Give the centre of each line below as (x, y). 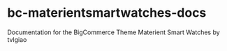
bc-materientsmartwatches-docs (107, 13)
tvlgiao (17, 39)
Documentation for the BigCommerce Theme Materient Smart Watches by (113, 32)
